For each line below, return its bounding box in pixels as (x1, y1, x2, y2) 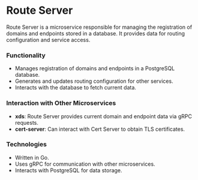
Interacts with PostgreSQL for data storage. (14, 166, 122, 174)
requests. (14, 119, 39, 126)
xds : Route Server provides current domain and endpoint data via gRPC (14, 112, 192, 120)
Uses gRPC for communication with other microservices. (14, 160, 155, 167)
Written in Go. (14, 154, 49, 161)
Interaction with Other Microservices (6, 99, 116, 107)
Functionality (6, 51, 46, 59)
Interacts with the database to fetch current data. (14, 84, 137, 91)
